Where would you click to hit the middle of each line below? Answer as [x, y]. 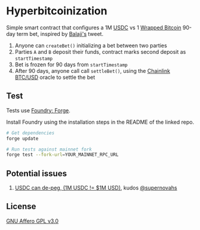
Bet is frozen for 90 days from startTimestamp [71, 65]
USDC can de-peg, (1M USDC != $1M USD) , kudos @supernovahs [96, 188]
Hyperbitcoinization [57, 11]
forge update [22, 139]
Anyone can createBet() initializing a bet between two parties [91, 45]
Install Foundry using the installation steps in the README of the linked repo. [100, 122]
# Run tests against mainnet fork [49, 149]
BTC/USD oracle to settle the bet [55, 77]
